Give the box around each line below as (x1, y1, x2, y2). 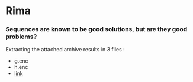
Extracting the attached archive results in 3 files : (5, 46, 125, 53)
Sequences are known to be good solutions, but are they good (5, 25, 188, 34)
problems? (5, 32, 37, 41)
